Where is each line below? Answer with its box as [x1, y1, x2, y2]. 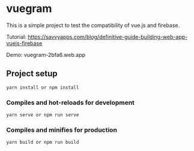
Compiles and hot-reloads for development [6, 98, 135, 107]
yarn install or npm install [6, 84, 79, 90]
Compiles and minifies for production [6, 125, 117, 134]
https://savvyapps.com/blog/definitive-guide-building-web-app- [28, 33, 188, 40]
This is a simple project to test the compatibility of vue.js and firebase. [6, 22, 180, 29]
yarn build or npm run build [6, 140, 79, 146]
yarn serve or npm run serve [6, 112, 79, 118]
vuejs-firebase [6, 40, 43, 47]
